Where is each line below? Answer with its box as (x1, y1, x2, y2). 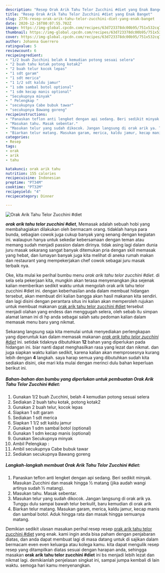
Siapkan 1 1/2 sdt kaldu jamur (12, 420, 71, 425)
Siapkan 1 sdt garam (12, 409, 54, 415)
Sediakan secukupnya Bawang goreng (12, 451, 91, 457)
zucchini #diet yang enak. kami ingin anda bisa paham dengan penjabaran (5, 531, 156, 537)
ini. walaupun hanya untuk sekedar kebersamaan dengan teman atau (5, 236, 144, 243)
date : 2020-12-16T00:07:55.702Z (5, 21, 71, 26)
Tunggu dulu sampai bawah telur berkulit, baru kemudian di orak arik (12, 500, 152, 506)
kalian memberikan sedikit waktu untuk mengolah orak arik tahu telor (5, 282, 145, 288)
